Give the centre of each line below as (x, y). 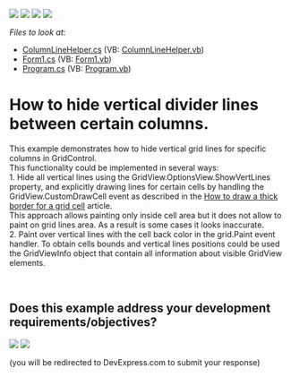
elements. (28, 262)
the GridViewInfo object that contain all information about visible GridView (145, 253)
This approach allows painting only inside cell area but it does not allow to (145, 215)
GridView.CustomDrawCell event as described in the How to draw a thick (144, 196)
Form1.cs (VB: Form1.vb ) (67, 59)
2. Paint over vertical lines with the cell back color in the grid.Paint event (142, 234)
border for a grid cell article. (61, 205)
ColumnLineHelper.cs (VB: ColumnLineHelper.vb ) (113, 50)
